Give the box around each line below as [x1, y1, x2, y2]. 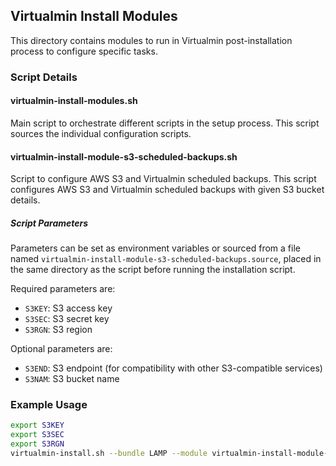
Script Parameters [10, 217, 89, 229]
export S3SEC [10, 430, 65, 440]
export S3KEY [10, 420, 65, 431]
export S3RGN [10, 439, 65, 449]
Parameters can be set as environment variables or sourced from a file [10, 242, 301, 254]
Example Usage [10, 398, 88, 412]
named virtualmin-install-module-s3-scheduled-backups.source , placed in [10, 253, 322, 265]
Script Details [10, 70, 78, 84]
